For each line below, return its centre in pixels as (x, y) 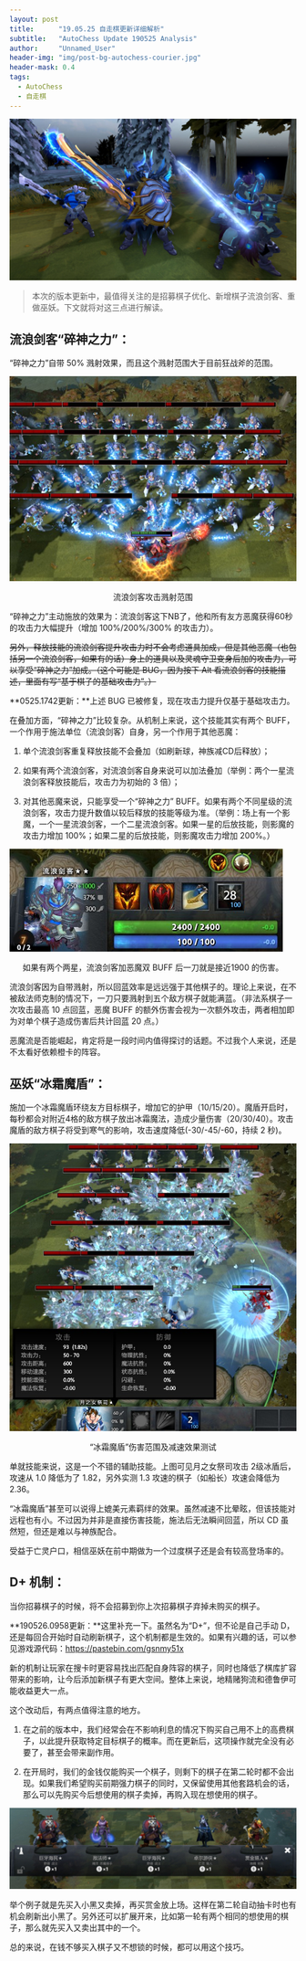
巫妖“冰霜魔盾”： (58, 1084)
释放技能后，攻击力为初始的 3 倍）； (113, 782)
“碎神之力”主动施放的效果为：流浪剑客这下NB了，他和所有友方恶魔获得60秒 (151, 617)
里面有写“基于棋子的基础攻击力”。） (91, 681)
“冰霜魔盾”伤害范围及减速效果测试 (153, 1447)
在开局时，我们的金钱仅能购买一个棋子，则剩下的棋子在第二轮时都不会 (154, 1771)
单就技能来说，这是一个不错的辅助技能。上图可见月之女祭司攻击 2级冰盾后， (153, 1467)
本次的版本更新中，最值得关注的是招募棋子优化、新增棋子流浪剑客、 (159, 296)
